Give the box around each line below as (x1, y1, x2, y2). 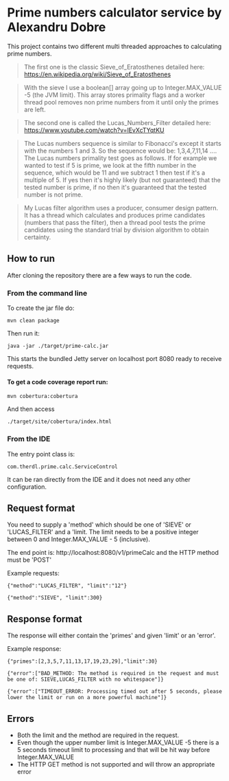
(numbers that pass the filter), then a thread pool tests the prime (23, 218, 206, 226)
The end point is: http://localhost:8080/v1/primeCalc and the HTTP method (7, 549, 219, 557)
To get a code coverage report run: (7, 377, 108, 386)
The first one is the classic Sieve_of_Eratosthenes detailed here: (23, 63, 205, 71)
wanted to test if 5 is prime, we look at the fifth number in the (23, 161, 197, 169)
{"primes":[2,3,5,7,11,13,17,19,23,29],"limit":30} (7, 658, 158, 665)
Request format (7, 502, 75, 514)
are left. (23, 105, 46, 113)
